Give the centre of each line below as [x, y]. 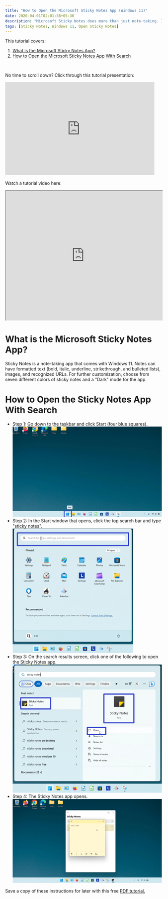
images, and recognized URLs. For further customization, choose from [77, 374]
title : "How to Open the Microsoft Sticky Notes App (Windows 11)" [77, 10]
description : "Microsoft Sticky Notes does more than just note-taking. [82, 21]
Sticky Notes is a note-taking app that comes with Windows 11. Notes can [80, 364]
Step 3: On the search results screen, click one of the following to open [85, 657]
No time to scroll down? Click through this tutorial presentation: [70, 75]
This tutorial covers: [26, 41]
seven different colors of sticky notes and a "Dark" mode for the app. [76, 380]
